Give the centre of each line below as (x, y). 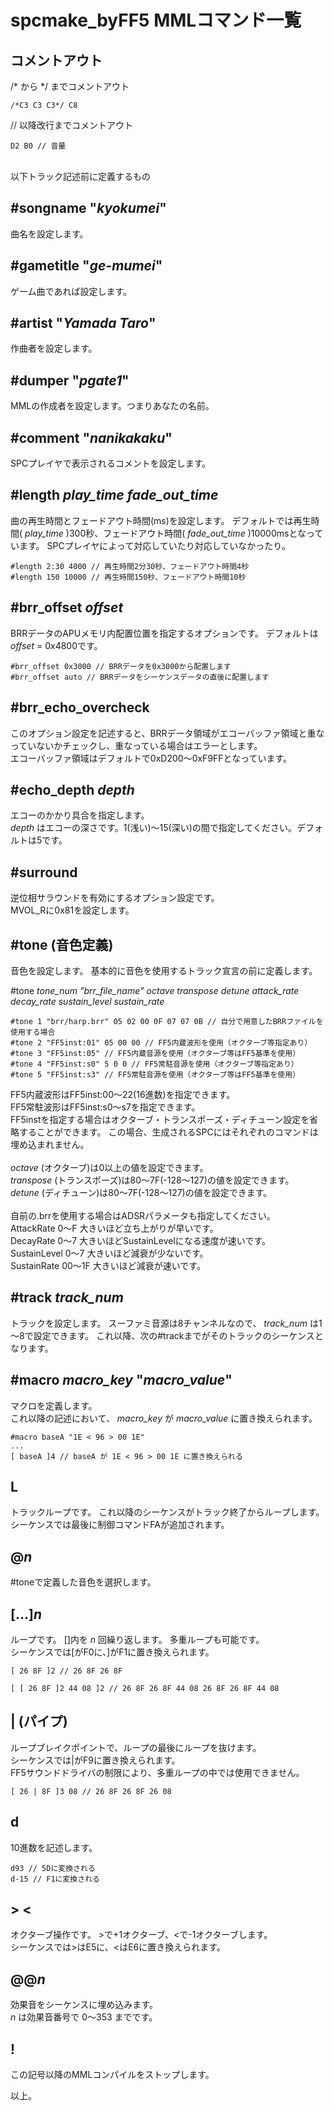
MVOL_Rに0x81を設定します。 (72, 910)
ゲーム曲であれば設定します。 (71, 291)
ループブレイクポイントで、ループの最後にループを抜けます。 (136, 1747)
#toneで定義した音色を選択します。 (83, 1582)
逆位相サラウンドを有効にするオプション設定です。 (115, 898)
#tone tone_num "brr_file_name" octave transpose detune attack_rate (155, 990)
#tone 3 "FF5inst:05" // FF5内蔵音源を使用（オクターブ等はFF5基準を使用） (155, 1053)
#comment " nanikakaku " (91, 437)
